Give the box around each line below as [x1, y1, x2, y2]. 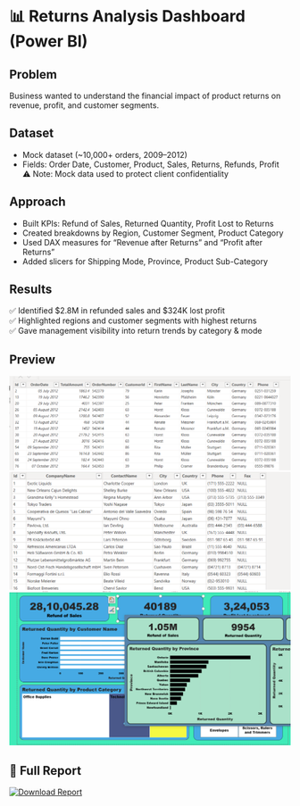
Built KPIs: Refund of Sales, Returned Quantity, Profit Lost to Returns [21, 218, 274, 229]
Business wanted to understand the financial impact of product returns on [9, 90, 281, 101]
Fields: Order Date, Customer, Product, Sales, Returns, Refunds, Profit [21, 159, 279, 170]
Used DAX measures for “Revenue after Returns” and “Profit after [21, 237, 263, 247]
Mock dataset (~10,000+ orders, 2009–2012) [21, 149, 187, 160]
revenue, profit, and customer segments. [9, 100, 159, 111]
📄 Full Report [9, 763, 82, 778]
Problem [9, 67, 58, 82]
